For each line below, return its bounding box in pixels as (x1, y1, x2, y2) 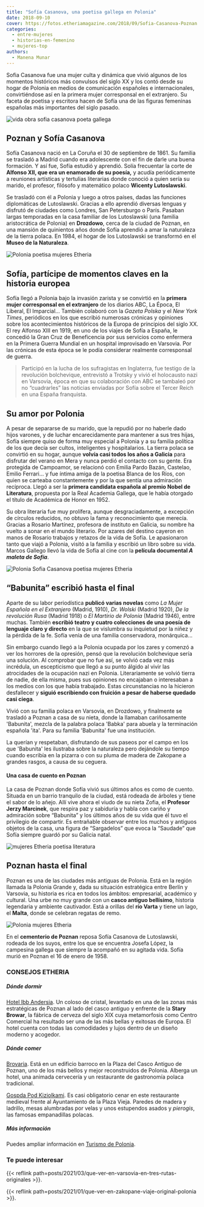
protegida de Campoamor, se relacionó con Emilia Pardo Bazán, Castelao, (6, 464, 191, 471)
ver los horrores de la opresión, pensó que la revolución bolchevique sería (6, 650, 193, 657)
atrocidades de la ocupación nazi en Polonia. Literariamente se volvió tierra (6, 669, 195, 677)
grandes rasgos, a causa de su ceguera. (6, 758, 108, 765)
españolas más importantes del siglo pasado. (6, 103, 120, 111)
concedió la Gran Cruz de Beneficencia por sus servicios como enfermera (6, 334, 193, 341)
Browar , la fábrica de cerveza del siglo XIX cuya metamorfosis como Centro (6, 1011, 198, 1018)
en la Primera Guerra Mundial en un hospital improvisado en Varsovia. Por (6, 340, 192, 347)
